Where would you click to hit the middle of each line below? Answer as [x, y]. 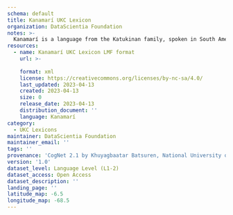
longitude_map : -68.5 [38, 201]
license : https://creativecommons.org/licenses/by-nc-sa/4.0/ [111, 78]
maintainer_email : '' [38, 143]
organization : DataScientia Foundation [65, 26]
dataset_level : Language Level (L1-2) [63, 168]
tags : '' [20, 149]
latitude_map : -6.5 [35, 194]
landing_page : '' [32, 188]
